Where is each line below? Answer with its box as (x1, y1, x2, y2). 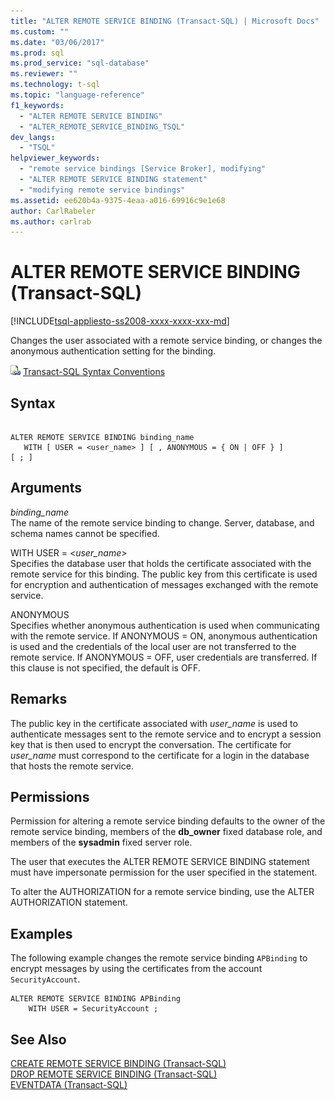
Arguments (10, 480, 83, 497)
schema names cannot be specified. (10, 527, 160, 539)
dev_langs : (10, 132, 56, 142)
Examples (10, 925, 73, 942)
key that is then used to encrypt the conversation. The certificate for (10, 738, 292, 750)
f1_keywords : (10, 100, 65, 110)
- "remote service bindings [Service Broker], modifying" (19, 164, 267, 174)
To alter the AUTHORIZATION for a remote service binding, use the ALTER (10, 886, 315, 898)
